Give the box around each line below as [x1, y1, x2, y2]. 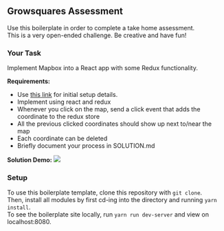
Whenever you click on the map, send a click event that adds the [16, 105, 201, 113]
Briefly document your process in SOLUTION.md [16, 142, 155, 150]
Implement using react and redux [16, 98, 111, 106]
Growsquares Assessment [7, 5, 124, 17]
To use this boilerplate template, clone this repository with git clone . [7, 188, 203, 197]
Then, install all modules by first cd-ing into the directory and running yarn [7, 196, 218, 204]
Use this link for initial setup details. [16, 91, 118, 99]
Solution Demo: [7, 156, 53, 164]
